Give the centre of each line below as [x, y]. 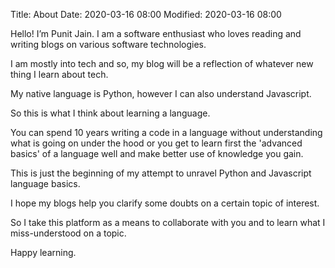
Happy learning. [43, 252]
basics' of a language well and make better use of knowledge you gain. [157, 153]
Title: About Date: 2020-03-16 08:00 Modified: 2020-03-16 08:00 [146, 14]
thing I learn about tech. [59, 74]
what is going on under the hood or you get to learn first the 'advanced [156, 143]
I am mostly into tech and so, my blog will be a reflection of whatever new [162, 63]
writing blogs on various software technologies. [108, 44]
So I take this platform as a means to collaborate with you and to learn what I [168, 222]
